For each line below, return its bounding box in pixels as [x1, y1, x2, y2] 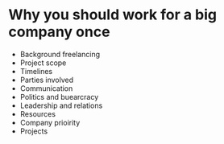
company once [8, 23, 110, 41]
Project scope [19, 58, 67, 68]
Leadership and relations [19, 101, 103, 110]
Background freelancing [19, 49, 101, 59]
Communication [19, 83, 73, 93]
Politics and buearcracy [19, 92, 99, 101]
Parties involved [19, 75, 74, 84]
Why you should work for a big [8, 6, 218, 24]
